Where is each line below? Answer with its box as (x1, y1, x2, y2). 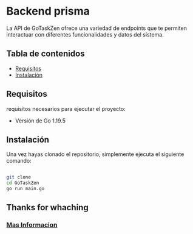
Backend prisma (6, 4, 90, 18)
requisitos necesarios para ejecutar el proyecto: (6, 105, 126, 112)
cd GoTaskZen (6, 180, 39, 186)
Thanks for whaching (6, 202, 89, 213)
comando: (6, 157, 32, 165)
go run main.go (6, 186, 45, 192)
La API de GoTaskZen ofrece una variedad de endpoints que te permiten (6, 24, 187, 32)
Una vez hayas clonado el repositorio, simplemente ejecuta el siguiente (6, 151, 185, 158)
